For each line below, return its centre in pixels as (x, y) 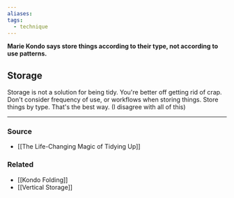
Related (21, 165)
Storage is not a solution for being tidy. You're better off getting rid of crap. (115, 92)
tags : (15, 20)
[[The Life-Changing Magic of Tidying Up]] (79, 147)
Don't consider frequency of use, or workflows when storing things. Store (113, 100)
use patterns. (27, 53)
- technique (31, 26)
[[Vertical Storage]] (45, 187)
